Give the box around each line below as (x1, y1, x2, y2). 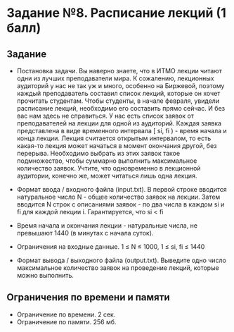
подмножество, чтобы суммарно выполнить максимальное (16, 156, 197, 165)
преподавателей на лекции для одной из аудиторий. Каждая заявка (16, 119, 222, 128)
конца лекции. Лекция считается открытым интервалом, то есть (16, 134, 212, 142)
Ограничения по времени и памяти (6, 291, 170, 304)
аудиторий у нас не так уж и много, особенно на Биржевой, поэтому (16, 82, 225, 90)
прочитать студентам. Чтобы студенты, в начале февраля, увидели (16, 97, 219, 105)
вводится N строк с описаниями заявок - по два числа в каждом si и (16, 200, 225, 209)
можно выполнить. (16, 271, 74, 279)
